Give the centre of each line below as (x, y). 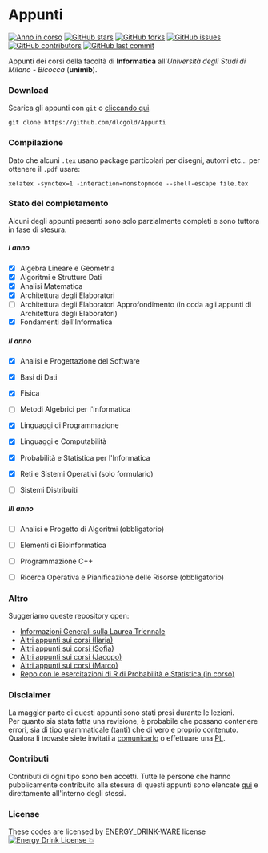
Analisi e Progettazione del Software (80, 361)
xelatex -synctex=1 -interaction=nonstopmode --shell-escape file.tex (128, 183)
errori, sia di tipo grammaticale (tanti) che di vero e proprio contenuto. (123, 729)
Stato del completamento (58, 204)
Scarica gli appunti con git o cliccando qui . (80, 108)
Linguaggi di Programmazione (69, 425)
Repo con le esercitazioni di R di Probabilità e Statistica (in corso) (127, 674)
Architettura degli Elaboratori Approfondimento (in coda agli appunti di (136, 305)
